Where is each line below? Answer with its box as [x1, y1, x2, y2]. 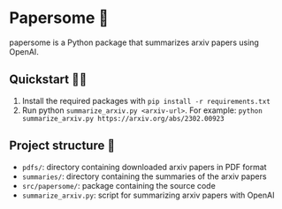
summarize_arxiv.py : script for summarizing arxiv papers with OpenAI [21, 190, 275, 200]
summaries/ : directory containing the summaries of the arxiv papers [21, 171, 267, 182]
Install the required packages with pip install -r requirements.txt [21, 95, 271, 106]
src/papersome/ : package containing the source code [21, 180, 217, 190]
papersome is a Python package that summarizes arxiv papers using [9, 37, 259, 48]
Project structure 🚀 [9, 138, 116, 153]
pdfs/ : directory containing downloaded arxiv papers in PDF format [21, 161, 267, 172]
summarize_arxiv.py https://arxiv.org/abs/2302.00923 [21, 114, 225, 123]
